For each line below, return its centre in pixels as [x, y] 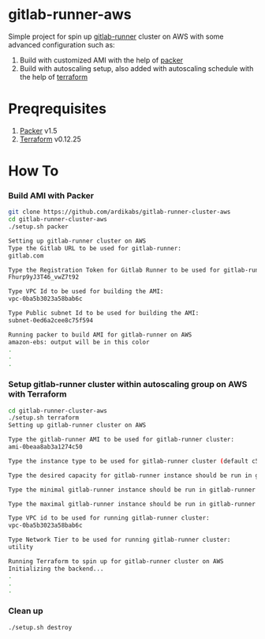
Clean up [26, 611]
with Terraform [37, 394]
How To [34, 171]
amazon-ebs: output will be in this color [79, 342]
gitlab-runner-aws [70, 15]
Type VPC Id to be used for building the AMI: [86, 291]
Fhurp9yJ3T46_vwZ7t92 [44, 277]
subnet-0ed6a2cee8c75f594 [50, 320]
